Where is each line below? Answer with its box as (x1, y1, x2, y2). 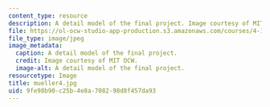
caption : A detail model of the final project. (15, 49, 178, 57)
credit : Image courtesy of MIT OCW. (15, 57, 138, 65)
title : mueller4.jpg (8, 79, 78, 87)
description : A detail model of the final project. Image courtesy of (8, 19, 250, 27)
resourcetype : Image (8, 72, 78, 80)
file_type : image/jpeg (8, 34, 84, 43)
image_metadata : (8, 42, 63, 50)
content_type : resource (8, 11, 88, 20)
